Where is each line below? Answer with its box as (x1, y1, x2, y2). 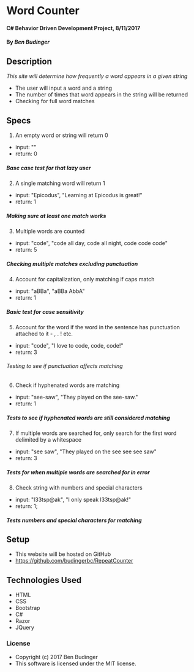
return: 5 (15, 246, 37, 253)
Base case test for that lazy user (6, 164, 91, 171)
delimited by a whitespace (15, 436, 81, 443)
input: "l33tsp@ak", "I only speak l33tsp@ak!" (15, 496, 132, 504)
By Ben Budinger (6, 38, 50, 46)
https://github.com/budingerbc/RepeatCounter (15, 557, 133, 565)
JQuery (15, 624, 35, 631)
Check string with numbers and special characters (15, 484, 143, 491)
